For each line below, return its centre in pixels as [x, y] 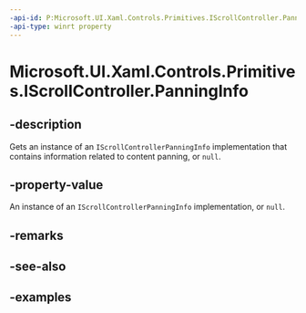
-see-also [38, 267]
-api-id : [26, 18]
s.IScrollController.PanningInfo [129, 91]
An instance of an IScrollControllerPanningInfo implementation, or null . [147, 207]
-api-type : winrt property [61, 26]
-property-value [56, 185]
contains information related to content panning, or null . [115, 156]
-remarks [36, 235]
